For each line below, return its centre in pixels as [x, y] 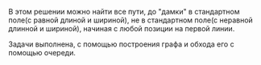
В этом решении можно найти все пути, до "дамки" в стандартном [124, 12]
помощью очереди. [42, 53]
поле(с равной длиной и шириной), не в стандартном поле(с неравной [131, 20]
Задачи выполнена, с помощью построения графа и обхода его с [122, 44]
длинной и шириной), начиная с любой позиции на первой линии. [122, 28]
